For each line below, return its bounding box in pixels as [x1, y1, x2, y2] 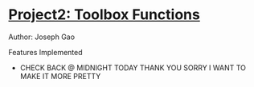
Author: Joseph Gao [8, 32, 75, 42]
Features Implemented [8, 47, 83, 57]
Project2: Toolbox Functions [8, 6, 201, 24]
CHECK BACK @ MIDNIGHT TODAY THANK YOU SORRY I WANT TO [19, 62, 247, 73]
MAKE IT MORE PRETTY [19, 71, 101, 81]
